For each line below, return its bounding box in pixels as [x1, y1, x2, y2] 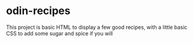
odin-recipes [6, 4, 71, 18]
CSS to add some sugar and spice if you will [6, 29, 113, 37]
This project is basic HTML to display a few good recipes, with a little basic [6, 24, 188, 31]
